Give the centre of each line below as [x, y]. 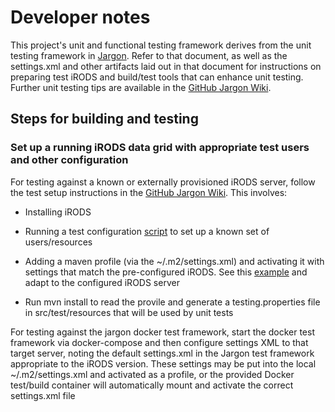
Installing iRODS [58, 212]
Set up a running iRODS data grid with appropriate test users [160, 148]
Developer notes [80, 17]
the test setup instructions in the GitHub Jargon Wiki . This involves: [149, 192]
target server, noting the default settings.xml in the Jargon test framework [162, 353]
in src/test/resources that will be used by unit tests [129, 312]
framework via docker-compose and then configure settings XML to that [159, 342]
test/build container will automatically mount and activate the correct [152, 385]
